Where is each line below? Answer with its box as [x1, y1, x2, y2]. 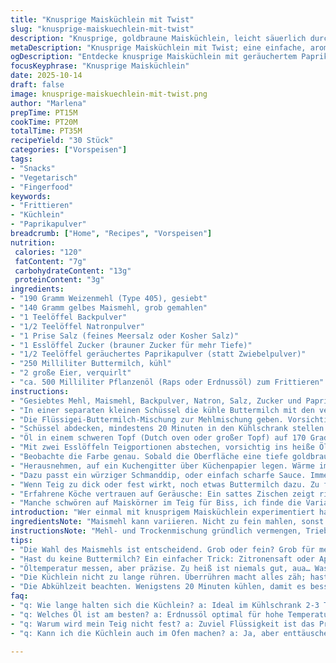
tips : [10, 535, 33, 545]
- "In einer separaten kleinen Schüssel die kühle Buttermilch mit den [10, 405, 315, 415]
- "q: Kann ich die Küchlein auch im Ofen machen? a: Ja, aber [10, 628, 280, 638]
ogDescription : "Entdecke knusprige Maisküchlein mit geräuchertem [10, 52, 298, 62]
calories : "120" [14, 247, 83, 257]
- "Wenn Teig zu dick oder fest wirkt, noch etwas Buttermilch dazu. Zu [10, 479, 320, 490]
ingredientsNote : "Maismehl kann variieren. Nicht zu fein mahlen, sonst [10, 517, 325, 527]
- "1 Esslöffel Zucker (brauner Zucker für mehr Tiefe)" [10, 340, 253, 350]
